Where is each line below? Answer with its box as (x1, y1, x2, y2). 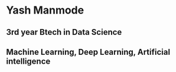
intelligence (6, 56, 51, 66)
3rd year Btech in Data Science (6, 27, 122, 37)
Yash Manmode (6, 4, 84, 17)
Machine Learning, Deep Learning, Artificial (6, 47, 170, 57)
